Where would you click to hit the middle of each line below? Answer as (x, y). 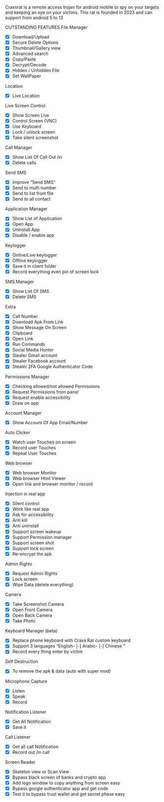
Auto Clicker (18, 432)
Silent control (26, 504)
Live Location (26, 96)
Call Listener (18, 737)
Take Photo (24, 621)
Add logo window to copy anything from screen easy (66, 783)
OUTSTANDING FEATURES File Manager (46, 27)
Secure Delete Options (35, 43)
